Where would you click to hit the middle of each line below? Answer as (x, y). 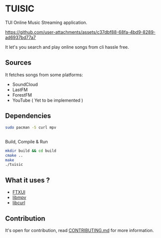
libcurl (19, 203)
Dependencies (28, 116)
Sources (18, 63)
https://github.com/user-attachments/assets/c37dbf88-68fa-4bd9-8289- (80, 32)
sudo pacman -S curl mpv (31, 127)
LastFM (20, 90)
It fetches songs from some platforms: (44, 75)
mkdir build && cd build (31, 151)
